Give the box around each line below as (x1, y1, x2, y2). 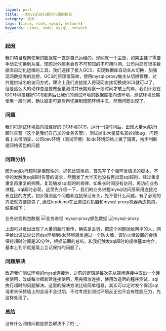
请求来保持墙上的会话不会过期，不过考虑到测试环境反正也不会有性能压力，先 (5, 289, 161, 294)
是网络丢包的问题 (5, 142, 40, 148)
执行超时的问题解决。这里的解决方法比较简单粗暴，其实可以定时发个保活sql (5, 282, 159, 289)
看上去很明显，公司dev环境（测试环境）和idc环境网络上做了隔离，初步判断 (5, 136, 158, 142)
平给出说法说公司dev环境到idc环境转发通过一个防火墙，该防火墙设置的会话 (5, 232, 158, 238)
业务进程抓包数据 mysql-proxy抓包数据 (5, 216, 108, 221)
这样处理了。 (5, 294, 31, 301)
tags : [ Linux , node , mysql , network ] (5, 21, 83, 26)
